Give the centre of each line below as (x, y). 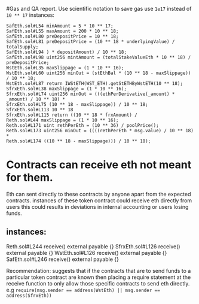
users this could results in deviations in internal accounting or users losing (97, 206)
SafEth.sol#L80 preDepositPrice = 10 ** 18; (62, 37)
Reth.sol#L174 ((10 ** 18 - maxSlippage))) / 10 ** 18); (79, 141)
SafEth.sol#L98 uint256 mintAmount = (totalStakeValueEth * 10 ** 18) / (99, 57)
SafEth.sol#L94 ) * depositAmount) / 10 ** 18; (67, 52)
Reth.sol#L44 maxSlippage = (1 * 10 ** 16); (62, 120)
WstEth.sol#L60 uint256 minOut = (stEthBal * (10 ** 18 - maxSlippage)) (99, 73)
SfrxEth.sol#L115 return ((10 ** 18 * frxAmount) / (72, 115)
